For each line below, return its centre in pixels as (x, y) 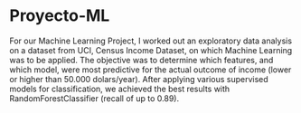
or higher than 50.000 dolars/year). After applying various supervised (139, 79)
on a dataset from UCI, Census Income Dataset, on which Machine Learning (151, 50)
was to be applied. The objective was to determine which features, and (141, 60)
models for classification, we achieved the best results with (120, 89)
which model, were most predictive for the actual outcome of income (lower (150, 70)
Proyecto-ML (60, 16)
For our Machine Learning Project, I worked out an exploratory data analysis (150, 41)
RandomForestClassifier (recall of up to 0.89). (94, 98)
